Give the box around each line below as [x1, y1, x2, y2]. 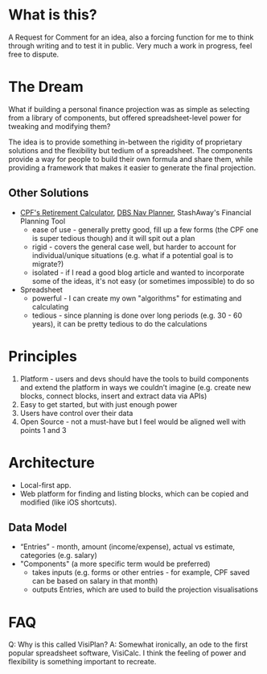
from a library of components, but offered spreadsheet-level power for [8, 113, 242, 123]
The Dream [8, 78, 84, 96]
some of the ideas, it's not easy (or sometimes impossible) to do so [31, 276, 255, 285]
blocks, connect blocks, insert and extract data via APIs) [19, 391, 207, 401]
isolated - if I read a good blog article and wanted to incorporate [31, 268, 245, 277]
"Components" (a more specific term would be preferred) [19, 559, 211, 569]
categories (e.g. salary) [19, 551, 98, 560]
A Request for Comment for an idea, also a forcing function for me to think [8, 32, 254, 42]
